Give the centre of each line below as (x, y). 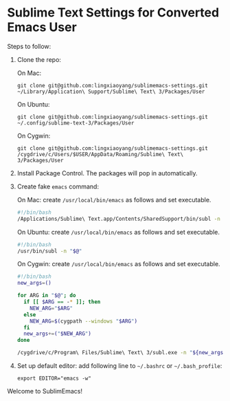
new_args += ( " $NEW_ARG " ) (57, 334)
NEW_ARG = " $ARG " (51, 308)
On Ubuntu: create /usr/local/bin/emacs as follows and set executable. (118, 232)
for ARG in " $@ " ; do (46, 296)
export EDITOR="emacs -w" (54, 379)
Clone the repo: (39, 59)
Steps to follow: (29, 46)
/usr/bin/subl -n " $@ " (49, 251)
